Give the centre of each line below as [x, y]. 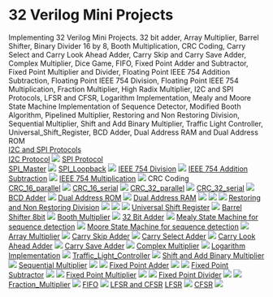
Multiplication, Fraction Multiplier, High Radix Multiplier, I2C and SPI [121, 89]
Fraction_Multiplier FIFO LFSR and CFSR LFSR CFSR [111, 284]
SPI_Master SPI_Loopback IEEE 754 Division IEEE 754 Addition [128, 169]
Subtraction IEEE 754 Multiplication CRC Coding [99, 178]
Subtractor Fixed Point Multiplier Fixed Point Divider [115, 274]
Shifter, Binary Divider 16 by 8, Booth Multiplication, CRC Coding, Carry [127, 45]
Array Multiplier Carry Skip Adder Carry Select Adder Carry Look [132, 236]
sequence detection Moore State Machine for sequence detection [124, 226]
